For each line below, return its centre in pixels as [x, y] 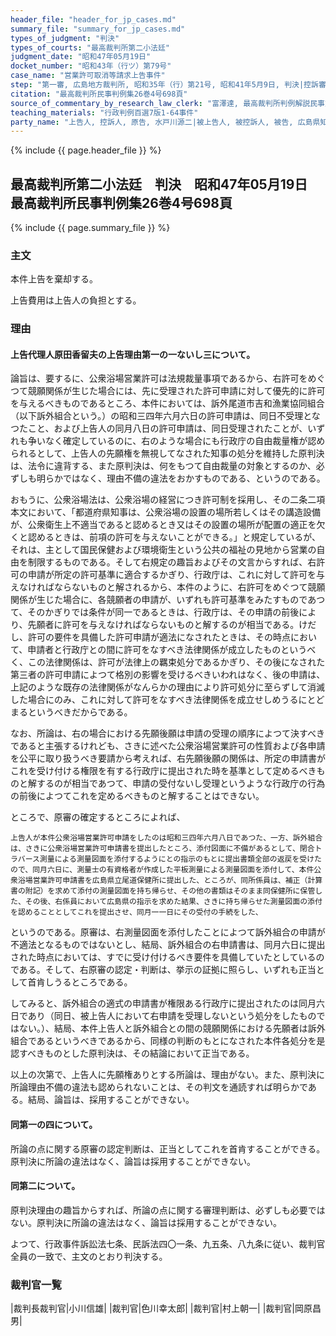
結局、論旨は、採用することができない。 [111, 1100]
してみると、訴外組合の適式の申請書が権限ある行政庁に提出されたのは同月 [163, 1003]
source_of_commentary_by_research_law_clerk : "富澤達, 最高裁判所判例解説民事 [167, 103]
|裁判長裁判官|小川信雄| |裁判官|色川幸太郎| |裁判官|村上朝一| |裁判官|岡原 [161, 1308]
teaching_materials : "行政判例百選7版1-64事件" [104, 112]
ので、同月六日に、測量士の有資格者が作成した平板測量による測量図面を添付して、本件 [162, 870]
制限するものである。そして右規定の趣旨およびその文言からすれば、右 [172, 562]
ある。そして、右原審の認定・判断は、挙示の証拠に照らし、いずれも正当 [167, 970]
